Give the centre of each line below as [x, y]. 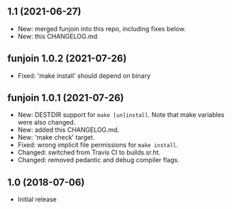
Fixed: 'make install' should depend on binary [84, 75]
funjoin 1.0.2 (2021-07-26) [67, 58]
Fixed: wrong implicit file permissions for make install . [98, 145]
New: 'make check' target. [56, 137]
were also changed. [46, 123]
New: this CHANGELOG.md [57, 36]
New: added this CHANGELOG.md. [68, 130]
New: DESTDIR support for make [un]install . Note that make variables [121, 115]
